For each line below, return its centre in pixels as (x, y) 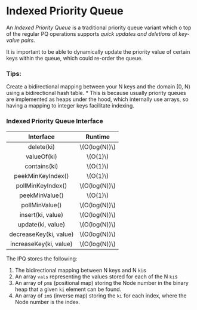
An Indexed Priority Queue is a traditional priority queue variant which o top (99, 27)
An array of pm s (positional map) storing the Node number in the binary (102, 283)
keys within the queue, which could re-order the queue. (75, 58)
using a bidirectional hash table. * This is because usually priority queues (96, 93)
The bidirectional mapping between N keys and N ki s (80, 270)
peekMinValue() (41, 195)
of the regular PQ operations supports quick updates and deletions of (92, 33)
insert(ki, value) (41, 214)
